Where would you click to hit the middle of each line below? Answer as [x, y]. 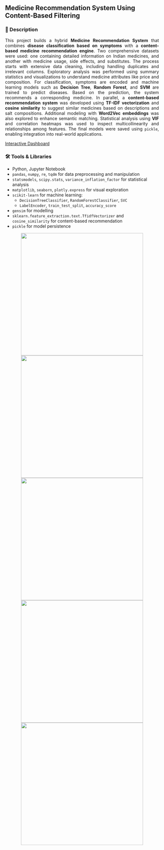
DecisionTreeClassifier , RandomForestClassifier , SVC [73, 200]
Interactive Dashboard [27, 143]
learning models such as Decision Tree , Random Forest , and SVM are [82, 87]
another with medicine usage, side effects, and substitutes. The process [82, 61]
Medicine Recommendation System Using [70, 8]
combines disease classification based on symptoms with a [72, 46]
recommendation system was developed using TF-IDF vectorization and [82, 103]
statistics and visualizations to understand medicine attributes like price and [82, 77]
